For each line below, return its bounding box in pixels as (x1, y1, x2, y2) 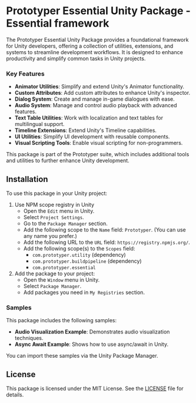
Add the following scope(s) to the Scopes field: (23, 245, 135, 252)
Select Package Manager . (23, 283, 82, 290)
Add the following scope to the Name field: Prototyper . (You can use (23, 226, 187, 233)
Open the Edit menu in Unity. (23, 207, 95, 214)
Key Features (6, 70, 45, 78)
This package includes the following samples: (6, 317, 117, 324)
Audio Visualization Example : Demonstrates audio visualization (14, 328, 170, 335)
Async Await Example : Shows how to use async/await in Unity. (14, 341, 169, 348)
